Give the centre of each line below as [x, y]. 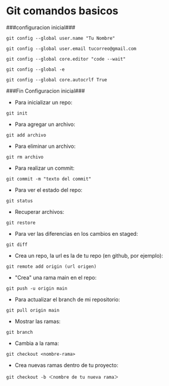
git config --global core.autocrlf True [57, 80]
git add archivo [26, 135]
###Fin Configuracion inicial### [46, 91]
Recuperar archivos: [39, 211]
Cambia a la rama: [37, 343]
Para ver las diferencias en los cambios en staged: [76, 233]
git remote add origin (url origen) [51, 266]
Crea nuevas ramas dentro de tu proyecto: [66, 365]
